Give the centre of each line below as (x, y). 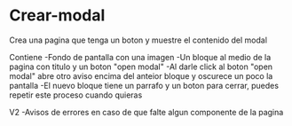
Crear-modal (57, 16)
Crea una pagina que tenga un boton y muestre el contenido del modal (138, 40)
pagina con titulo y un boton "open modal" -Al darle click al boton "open (141, 67)
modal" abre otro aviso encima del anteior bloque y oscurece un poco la (141, 75)
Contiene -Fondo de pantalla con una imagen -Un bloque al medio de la (140, 57)
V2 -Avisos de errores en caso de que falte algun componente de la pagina (146, 112)
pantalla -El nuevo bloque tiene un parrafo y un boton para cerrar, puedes (144, 85)
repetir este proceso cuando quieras (76, 95)
